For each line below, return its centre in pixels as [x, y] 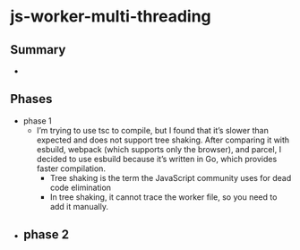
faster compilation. [71, 168]
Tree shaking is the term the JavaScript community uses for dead [171, 177]
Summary [38, 50]
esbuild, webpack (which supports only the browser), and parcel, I [159, 149]
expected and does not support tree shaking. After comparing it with [163, 140]
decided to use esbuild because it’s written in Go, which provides [157, 159]
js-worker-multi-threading [111, 17]
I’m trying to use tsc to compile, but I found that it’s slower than [153, 130]
